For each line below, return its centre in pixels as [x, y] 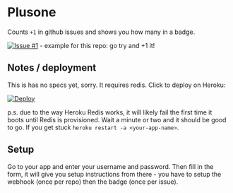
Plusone [32, 12]
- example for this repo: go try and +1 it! [97, 45]
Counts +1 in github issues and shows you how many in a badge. [101, 32]
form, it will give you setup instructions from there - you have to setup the [114, 174]
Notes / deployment [52, 68]
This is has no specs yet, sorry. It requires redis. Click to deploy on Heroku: [116, 85]
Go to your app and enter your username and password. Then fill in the [110, 166]
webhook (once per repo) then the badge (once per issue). [93, 182]
